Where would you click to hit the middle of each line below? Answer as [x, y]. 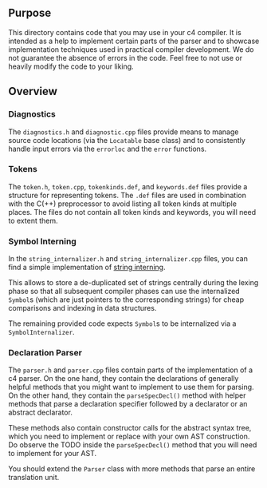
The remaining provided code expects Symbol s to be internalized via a [122, 323]
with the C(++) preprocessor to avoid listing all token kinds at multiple [123, 204]
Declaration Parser [45, 353]
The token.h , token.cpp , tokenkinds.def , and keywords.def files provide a [128, 186]
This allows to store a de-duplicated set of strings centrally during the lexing [133, 283]
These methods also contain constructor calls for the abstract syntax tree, [130, 428]
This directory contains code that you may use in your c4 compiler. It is [125, 32]
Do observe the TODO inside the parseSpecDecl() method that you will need [133, 445]
